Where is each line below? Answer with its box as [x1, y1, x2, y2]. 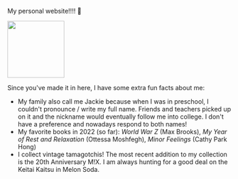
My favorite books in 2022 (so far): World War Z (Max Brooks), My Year [17, 128, 227, 136]
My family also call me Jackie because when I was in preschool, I [17, 97, 210, 106]
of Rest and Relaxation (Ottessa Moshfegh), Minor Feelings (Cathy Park [17, 135, 227, 143]
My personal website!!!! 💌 [7, 7, 82, 15]
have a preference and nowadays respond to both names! [17, 120, 188, 128]
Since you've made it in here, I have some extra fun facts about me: [7, 84, 205, 92]
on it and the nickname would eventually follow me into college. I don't [17, 112, 224, 121]
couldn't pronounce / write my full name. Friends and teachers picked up [17, 105, 232, 113]
